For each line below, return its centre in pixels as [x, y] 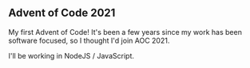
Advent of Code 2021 [62, 13]
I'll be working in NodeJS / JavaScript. [71, 55]
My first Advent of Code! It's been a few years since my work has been [125, 32]
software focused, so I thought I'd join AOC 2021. [89, 40]
